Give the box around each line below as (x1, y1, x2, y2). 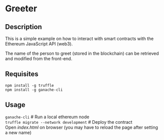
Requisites (5, 70, 39, 78)
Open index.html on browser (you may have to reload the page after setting (5, 124, 158, 130)
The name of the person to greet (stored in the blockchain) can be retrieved (5, 50, 159, 56)
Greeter (5, 3, 38, 14)
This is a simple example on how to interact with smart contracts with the (5, 35, 154, 41)
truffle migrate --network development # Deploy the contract (5, 119, 132, 125)
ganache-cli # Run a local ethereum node (5, 114, 90, 120)
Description (5, 23, 42, 31)
